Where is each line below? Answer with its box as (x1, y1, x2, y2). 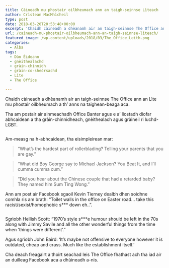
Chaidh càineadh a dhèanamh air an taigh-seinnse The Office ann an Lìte (5, 96, 157, 102)
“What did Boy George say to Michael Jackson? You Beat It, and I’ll (17, 161, 156, 167)
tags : (5, 49, 17, 54)
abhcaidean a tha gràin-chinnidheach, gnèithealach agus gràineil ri (5, 116, 144, 122)
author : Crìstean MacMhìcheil (5, 12, 69, 17)
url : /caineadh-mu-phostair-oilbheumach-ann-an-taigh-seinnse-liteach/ (5, 31, 158, 36)
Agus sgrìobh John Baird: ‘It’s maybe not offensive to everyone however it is (5, 236, 163, 242)
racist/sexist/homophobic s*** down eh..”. (5, 202, 93, 208)
